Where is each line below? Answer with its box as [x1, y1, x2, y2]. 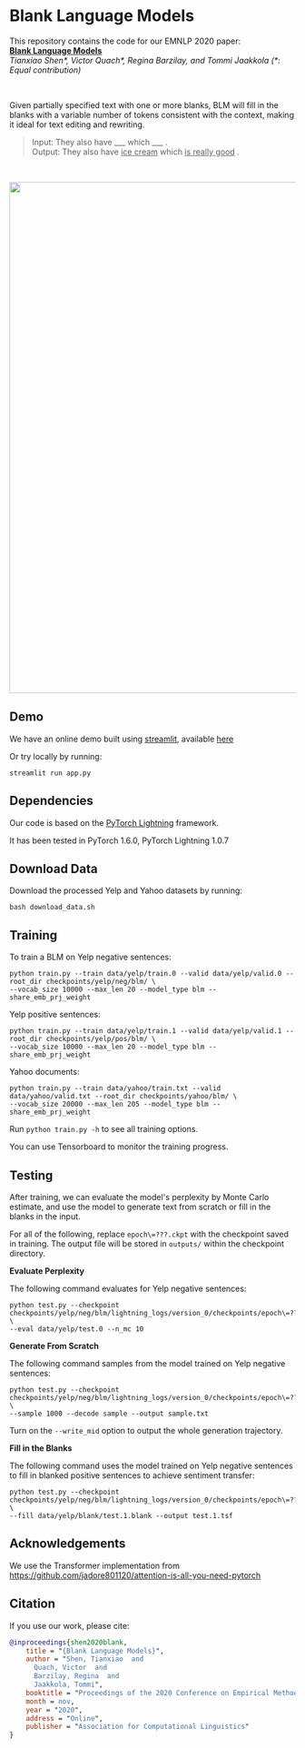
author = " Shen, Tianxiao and [25, 1654, 144, 1664]
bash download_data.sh [9, 903, 95, 912]
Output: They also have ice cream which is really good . [31, 146, 241, 157]
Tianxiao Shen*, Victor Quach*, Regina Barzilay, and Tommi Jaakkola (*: [9, 55, 281, 65]
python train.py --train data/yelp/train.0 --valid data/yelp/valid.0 [9, 969, 282, 978]
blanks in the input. [9, 1211, 81, 1222]
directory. [9, 1248, 45, 1258]
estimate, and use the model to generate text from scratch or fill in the [9, 1201, 271, 1212]
